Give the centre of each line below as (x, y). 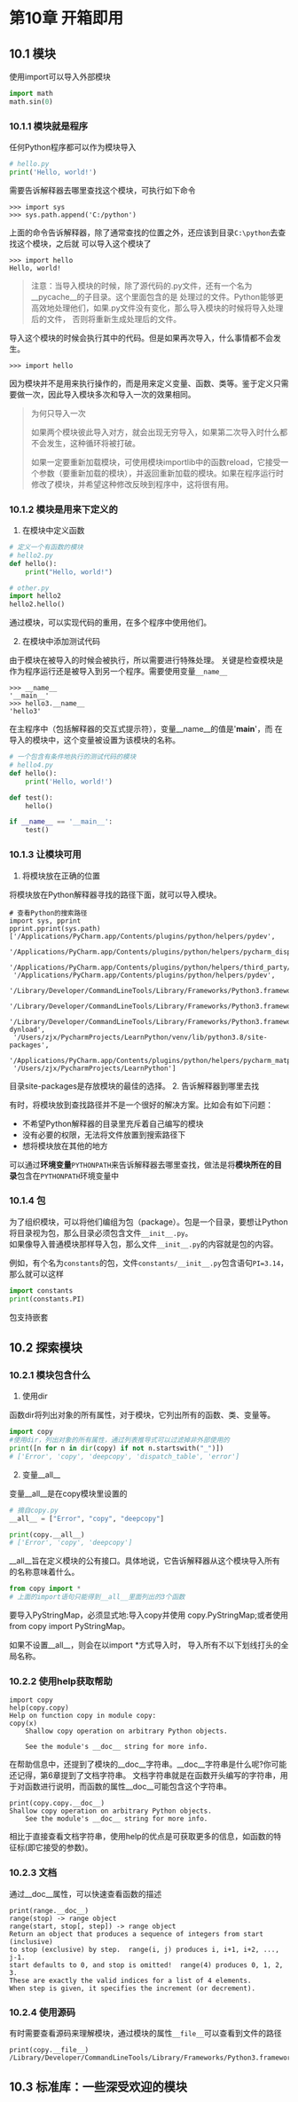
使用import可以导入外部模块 (60, 77)
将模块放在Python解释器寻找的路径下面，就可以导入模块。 (115, 894)
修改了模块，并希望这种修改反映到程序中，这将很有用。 (132, 484)
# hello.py (29, 164)
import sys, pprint (45, 921)
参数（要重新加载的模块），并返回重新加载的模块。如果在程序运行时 (161, 473)
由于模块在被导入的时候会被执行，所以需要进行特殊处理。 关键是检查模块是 (146, 660)
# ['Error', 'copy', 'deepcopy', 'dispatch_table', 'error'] (125, 1456)
